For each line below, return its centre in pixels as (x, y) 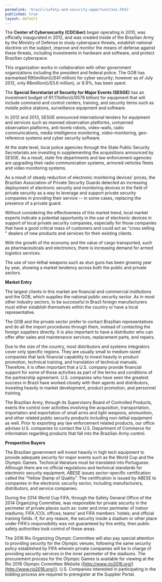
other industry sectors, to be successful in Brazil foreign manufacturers (76, 302)
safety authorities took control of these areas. (50, 529)
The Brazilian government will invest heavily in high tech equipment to (75, 452)
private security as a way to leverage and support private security (71, 193)
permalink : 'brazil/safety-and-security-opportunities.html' (68, 9)
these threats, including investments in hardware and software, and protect (80, 53)
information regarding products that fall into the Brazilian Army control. (75, 433)
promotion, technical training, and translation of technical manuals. (72, 362)
